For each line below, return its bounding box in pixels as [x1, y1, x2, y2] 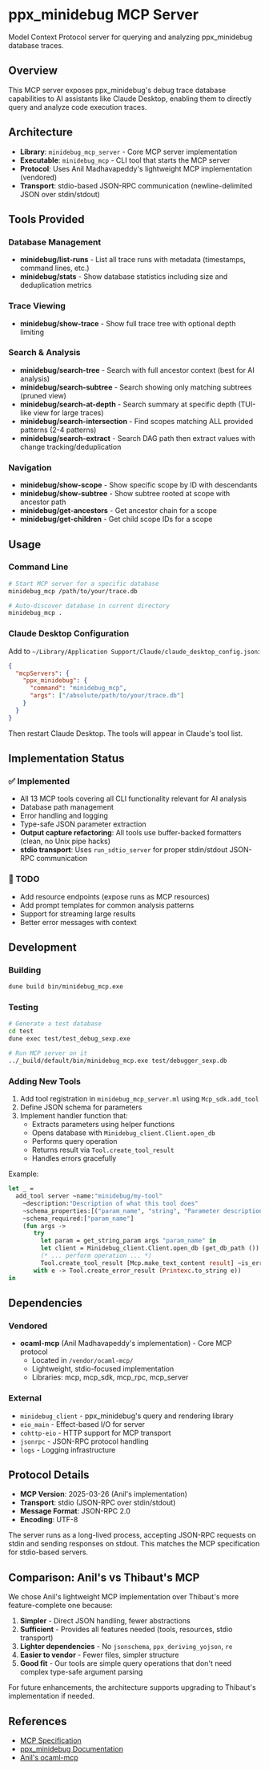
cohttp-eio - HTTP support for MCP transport [19, 1428, 171, 1437]
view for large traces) [33, 407, 104, 418]
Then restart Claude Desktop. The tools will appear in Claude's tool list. [8, 728, 243, 738]
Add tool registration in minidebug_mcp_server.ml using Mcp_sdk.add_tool [19, 1094, 259, 1104]
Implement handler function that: [19, 1111, 128, 1121]
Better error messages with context [19, 917, 138, 927]
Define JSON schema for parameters [19, 1102, 143, 1112]
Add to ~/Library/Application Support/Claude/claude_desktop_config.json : [8, 646, 260, 656]
